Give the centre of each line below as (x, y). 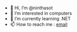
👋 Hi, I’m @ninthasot (31, 8)
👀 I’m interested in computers (41, 13)
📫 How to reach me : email (39, 24)
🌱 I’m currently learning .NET (40, 19)
